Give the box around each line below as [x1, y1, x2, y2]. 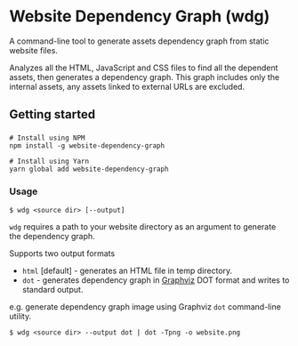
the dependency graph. [9, 230, 95, 241]
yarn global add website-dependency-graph [9, 165, 169, 174]
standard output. [21, 284, 84, 294]
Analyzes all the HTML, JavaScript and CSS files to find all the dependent [9, 62, 278, 73]
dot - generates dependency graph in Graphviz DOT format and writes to [21, 274, 290, 286]
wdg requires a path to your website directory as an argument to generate [9, 221, 277, 232]
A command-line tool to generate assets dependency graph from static [9, 36, 270, 46]
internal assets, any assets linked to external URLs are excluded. [9, 81, 246, 92]
